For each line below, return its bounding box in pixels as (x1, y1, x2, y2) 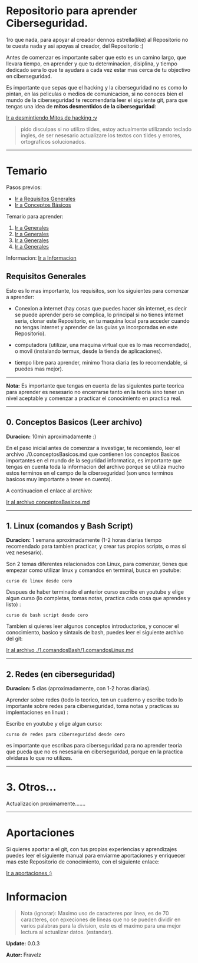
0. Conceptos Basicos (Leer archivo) (6, 417, 143, 428)
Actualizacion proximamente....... (6, 800, 86, 808)
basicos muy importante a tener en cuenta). (6, 475, 113, 482)
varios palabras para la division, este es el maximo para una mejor (20, 922, 181, 929)
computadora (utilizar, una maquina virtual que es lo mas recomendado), (14, 341, 192, 348)
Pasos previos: (6, 184, 42, 191)
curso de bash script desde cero (6, 613, 88, 618)
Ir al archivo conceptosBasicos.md (6, 498, 90, 505)
